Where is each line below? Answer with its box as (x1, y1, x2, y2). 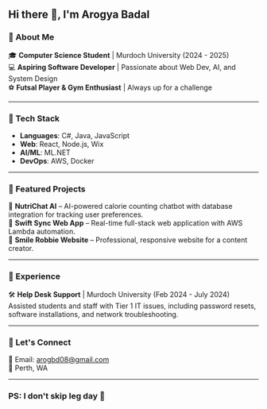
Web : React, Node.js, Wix (19, 139, 104, 149)
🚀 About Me (8, 32, 55, 43)
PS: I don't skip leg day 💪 (8, 390, 106, 401)
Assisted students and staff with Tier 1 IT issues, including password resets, (8, 301, 257, 311)
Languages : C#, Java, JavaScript (19, 130, 130, 140)
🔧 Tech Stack (8, 113, 60, 124)
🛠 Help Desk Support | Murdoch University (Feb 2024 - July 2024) (8, 289, 230, 299)
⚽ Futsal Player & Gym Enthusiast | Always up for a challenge (8, 83, 213, 92)
